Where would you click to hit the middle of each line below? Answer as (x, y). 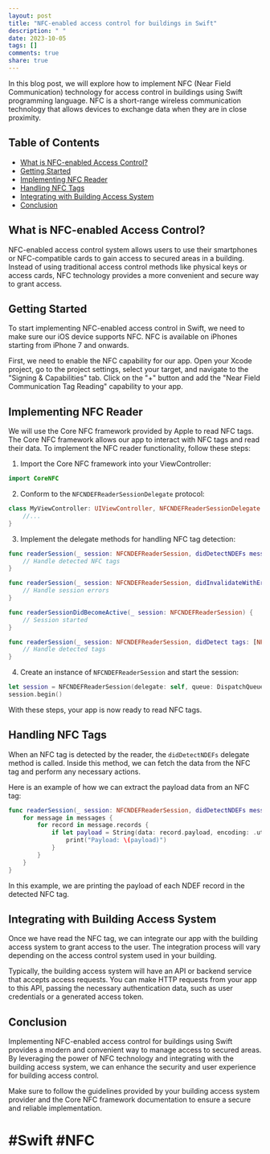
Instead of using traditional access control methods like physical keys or (128, 267)
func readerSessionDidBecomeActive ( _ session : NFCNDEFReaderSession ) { (131, 612)
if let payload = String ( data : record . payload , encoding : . (154, 833)
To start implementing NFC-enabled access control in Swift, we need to (127, 328)
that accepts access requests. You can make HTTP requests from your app (133, 980)
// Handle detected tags (64, 649)
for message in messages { (68, 818)
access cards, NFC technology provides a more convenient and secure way (134, 275)
